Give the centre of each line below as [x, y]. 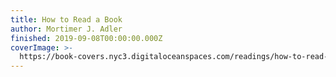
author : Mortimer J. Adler [66, 29]
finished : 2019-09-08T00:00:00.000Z [86, 38]
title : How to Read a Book [66, 19]
